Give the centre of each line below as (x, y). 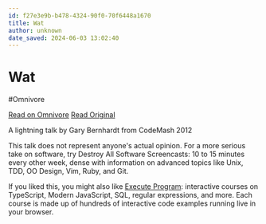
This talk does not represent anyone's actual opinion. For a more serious (127, 146)
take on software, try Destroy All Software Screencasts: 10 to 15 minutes (127, 154)
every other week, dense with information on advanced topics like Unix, (126, 163)
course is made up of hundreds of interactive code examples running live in (132, 203)
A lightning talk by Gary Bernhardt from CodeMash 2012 (100, 130)
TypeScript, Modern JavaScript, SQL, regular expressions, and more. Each (130, 195)
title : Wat (26, 23)
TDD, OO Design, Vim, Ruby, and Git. (68, 171)
